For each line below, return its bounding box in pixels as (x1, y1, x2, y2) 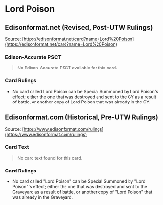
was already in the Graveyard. (12, 194, 73, 200)
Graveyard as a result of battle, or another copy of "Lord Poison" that (12, 189, 153, 195)
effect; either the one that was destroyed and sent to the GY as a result (12, 94, 157, 100)
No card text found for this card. (17, 155, 83, 161)
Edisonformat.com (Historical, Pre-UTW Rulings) (5, 113, 159, 121)
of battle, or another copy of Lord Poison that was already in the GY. (12, 99, 151, 104)
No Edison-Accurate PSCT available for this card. (17, 65, 117, 71)
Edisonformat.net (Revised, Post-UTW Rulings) (5, 23, 153, 32)
